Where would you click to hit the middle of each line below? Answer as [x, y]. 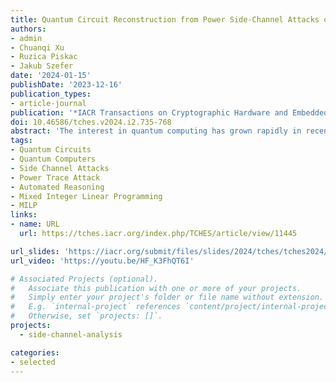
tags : [21, 141]
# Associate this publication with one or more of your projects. [156, 288]
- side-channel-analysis [71, 334]
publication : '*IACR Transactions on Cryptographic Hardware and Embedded [169, 112]
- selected [33, 362]
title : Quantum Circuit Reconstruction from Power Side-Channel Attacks [165, 19]
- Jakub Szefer [42, 66]
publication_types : [51, 94]
